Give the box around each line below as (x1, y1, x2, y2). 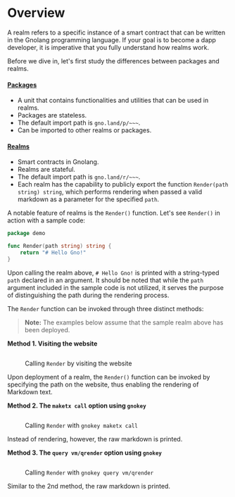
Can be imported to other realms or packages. (17, 126, 152, 134)
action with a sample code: (7, 216, 86, 225)
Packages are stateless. (17, 111, 87, 120)
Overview (7, 5, 65, 21)
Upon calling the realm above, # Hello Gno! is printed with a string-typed (7, 268, 220, 277)
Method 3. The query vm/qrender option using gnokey (7, 448, 163, 457)
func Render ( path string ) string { (7, 243, 112, 250)
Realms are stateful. (17, 165, 76, 174)
